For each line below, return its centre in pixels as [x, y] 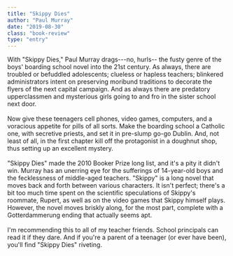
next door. [22, 104]
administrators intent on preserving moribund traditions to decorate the [110, 82]
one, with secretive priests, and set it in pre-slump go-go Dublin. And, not [113, 134]
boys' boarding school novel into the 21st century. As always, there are [109, 67]
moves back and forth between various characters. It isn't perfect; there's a [116, 186]
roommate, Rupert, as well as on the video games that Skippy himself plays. [116, 200]
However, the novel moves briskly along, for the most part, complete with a [115, 208]
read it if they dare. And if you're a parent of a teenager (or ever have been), [117, 237]
